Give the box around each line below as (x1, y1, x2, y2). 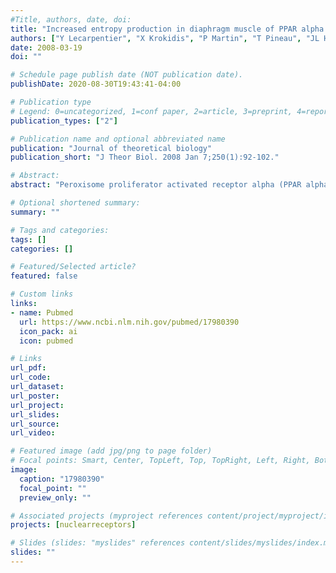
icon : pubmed (19, 336, 74, 346)
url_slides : (10, 409, 60, 420)
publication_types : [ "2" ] (10, 116, 118, 126)
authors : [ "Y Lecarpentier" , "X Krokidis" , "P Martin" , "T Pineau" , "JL (10, 33, 320, 43)
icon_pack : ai (19, 326, 78, 336)
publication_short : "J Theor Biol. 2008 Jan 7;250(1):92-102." (10, 152, 280, 163)
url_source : (10, 419, 60, 429)
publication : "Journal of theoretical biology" (10, 143, 213, 153)
